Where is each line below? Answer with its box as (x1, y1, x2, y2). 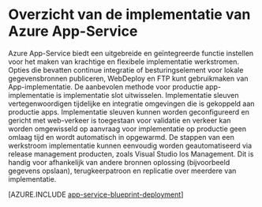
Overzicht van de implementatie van (8, 6, 251, 24)
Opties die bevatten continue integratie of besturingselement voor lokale (8, 65, 244, 74)
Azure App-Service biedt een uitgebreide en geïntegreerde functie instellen (8, 48, 254, 58)
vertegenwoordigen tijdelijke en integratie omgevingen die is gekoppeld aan (8, 99, 255, 108)
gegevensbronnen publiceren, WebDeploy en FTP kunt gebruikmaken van (8, 73, 249, 83)
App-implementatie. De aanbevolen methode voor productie (8, 81, 204, 92)
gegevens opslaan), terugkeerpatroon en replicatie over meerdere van (8, 166, 237, 175)
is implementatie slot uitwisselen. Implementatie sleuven (56, 90, 239, 100)
